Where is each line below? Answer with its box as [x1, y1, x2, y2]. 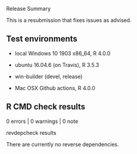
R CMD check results [6, 101, 86, 112]
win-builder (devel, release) [14, 73, 83, 80]
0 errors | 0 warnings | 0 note [6, 118, 79, 125]
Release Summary [6, 5, 51, 12]
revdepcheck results [6, 129, 57, 136]
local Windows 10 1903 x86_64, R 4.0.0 [14, 50, 111, 57]
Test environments [6, 34, 77, 44]
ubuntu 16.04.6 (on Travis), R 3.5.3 [14, 61, 99, 68]
